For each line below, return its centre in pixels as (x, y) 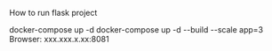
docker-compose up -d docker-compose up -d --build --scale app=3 (136, 29)
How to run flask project (53, 13)
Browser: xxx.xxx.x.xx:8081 (59, 39)
